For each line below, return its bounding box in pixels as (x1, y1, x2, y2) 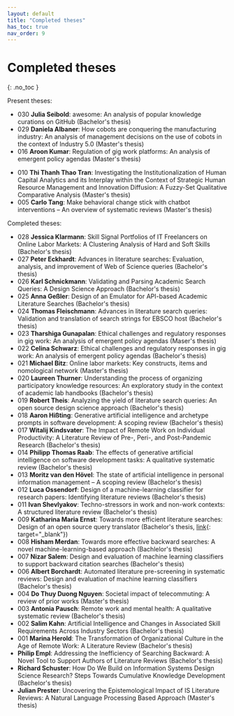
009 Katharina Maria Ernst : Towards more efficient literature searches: (17, 515, 223, 524)
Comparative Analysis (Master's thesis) (17, 190, 131, 199)
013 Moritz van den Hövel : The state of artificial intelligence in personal (17, 470, 224, 479)
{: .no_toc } (7, 83, 39, 92)
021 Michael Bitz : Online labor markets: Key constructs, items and (17, 359, 207, 367)
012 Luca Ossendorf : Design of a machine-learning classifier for (17, 486, 204, 494)
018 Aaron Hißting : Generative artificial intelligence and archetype (17, 411, 209, 420)
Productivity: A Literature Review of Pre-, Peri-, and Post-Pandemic (17, 433, 212, 442)
